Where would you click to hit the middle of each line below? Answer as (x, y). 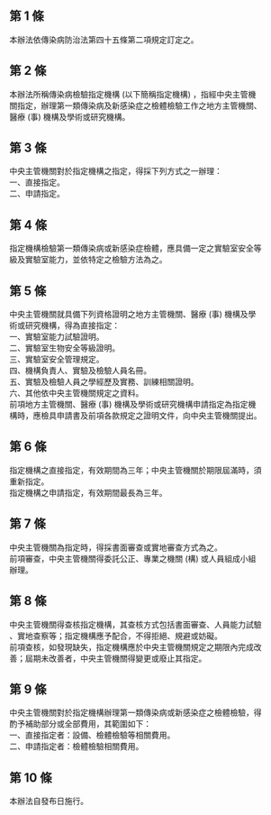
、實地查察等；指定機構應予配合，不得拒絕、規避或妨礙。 (116, 636)
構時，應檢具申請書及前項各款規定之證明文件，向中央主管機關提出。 (135, 416)
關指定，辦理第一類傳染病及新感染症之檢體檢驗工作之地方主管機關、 (135, 105)
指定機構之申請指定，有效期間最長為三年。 (88, 492)
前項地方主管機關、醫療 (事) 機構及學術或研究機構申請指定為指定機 (133, 405)
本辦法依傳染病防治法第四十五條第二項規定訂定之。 (104, 40)
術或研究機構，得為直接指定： (64, 325)
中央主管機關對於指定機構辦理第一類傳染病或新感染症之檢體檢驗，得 (135, 713)
